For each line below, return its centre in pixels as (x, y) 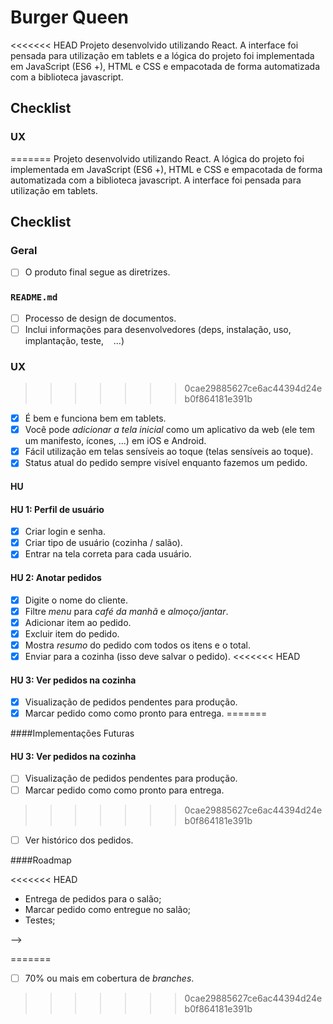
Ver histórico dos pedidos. (79, 840)
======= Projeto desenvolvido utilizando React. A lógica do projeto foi (157, 158)
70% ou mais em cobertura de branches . (109, 978)
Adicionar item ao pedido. (78, 622)
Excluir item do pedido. (72, 633)
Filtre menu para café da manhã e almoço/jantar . (126, 611)
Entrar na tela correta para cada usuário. (108, 554)
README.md (34, 297)
